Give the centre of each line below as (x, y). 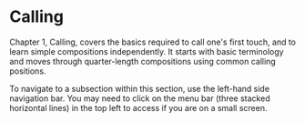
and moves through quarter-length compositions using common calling (142, 61)
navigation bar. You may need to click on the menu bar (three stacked (140, 98)
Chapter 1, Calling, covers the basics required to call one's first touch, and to (152, 42)
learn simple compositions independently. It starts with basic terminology (147, 51)
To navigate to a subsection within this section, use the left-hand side (140, 88)
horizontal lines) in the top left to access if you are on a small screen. (138, 107)
